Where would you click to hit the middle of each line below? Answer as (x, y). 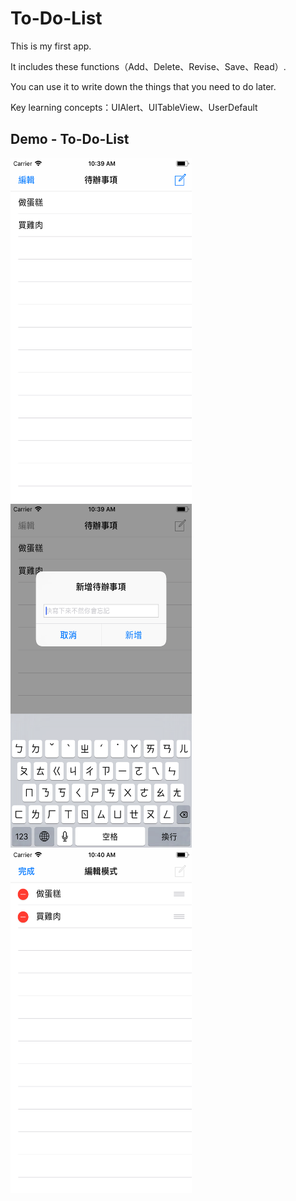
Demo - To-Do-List (70, 139)
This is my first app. (51, 46)
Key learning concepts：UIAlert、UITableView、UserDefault (134, 107)
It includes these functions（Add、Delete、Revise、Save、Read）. (148, 66)
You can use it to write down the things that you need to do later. (143, 86)
